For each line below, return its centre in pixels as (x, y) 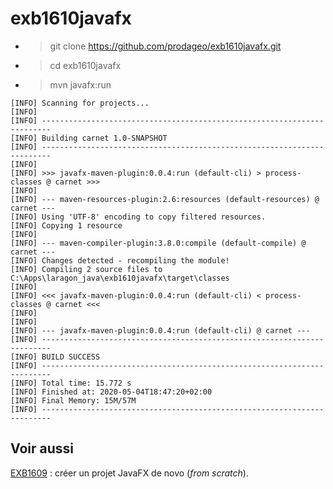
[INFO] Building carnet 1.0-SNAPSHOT (89, 138)
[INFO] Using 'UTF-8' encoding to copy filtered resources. (138, 217)
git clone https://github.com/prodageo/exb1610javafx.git (165, 46)
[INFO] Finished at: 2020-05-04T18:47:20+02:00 (111, 392)
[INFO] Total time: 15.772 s (71, 383)
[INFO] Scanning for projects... (80, 103)
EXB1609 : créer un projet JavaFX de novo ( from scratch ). (129, 473)
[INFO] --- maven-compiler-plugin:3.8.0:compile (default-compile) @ (158, 243)
